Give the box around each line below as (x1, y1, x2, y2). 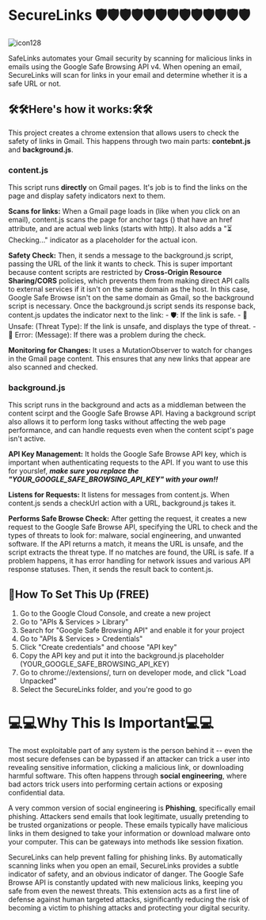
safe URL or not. (8, 79, 62, 88)
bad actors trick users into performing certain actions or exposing (8, 779, 223, 789)
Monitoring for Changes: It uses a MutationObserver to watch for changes (8, 346, 253, 355)
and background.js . (8, 145, 74, 154)
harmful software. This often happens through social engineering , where (8, 771, 247, 781)
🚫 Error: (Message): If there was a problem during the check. (8, 331, 207, 340)
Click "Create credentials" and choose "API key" (19, 643, 177, 652)
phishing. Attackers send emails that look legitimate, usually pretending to (8, 812, 249, 821)
